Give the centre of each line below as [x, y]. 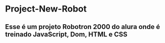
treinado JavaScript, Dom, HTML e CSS [66, 34]
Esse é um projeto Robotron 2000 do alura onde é [82, 27]
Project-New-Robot [46, 9]
